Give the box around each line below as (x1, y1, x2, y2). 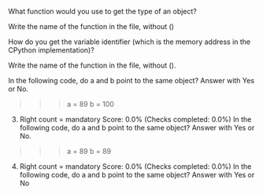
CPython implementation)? (8, 46, 94, 54)
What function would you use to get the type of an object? (8, 7, 197, 16)
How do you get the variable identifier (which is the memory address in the (8, 37, 251, 46)
